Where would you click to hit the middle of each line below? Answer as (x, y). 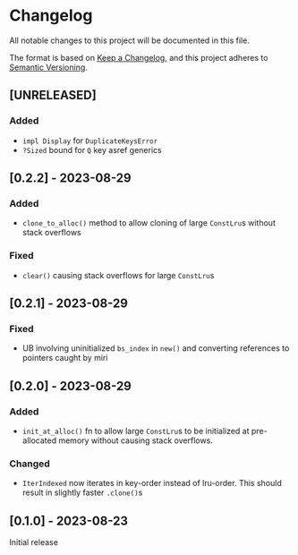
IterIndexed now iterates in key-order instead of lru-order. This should (152, 483)
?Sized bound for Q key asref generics (92, 149)
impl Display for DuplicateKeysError (90, 141)
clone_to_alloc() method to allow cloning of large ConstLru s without (149, 223)
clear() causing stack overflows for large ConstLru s (118, 275)
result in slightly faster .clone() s (82, 492)
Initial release (34, 542)
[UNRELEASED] (53, 95)
